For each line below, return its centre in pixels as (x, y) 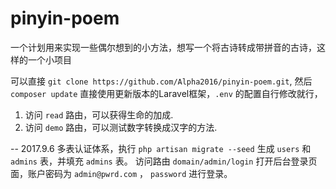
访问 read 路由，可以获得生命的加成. (99, 114)
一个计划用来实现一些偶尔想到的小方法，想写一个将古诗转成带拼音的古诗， (163, 47)
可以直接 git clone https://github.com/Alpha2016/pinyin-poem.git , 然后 (161, 81)
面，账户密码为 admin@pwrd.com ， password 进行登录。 (121, 173)
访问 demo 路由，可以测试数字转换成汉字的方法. (121, 127)
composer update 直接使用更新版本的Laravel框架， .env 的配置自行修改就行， (166, 93)
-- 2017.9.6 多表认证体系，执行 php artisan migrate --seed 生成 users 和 (161, 148)
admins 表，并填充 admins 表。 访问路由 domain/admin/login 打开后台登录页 (164, 161)
